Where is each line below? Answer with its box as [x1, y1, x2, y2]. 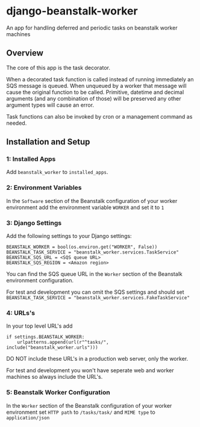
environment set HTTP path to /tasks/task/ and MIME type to [6, 408, 155, 416]
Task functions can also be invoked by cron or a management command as [6, 113, 193, 120]
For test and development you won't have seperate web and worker [6, 367, 175, 374]
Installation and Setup [6, 137, 90, 147]
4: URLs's [6, 308, 35, 317]
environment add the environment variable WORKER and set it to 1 [6, 204, 164, 211]
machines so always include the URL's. [6, 373, 103, 381]
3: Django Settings [6, 219, 62, 227]
